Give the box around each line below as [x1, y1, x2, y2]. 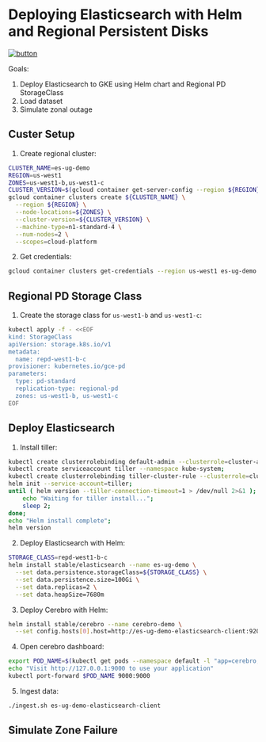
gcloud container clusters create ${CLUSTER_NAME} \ [8, 193, 186, 201]
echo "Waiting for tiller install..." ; [22, 494, 154, 503]
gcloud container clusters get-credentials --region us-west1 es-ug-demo [8, 267, 257, 275]
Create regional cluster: [19, 148, 97, 158]
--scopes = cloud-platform [15, 238, 97, 246]
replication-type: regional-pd [15, 384, 119, 393]
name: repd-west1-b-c [15, 355, 87, 363]
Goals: [8, 63, 29, 73]
